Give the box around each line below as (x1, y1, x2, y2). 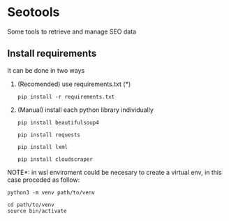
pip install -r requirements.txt (17, 93, 115, 100)
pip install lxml (17, 143, 68, 150)
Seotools (7, 4, 60, 20)
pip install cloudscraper (17, 155, 93, 163)
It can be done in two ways (7, 66, 85, 74)
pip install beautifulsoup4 (17, 119, 99, 126)
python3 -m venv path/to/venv (7, 189, 96, 196)
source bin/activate (7, 207, 68, 214)
